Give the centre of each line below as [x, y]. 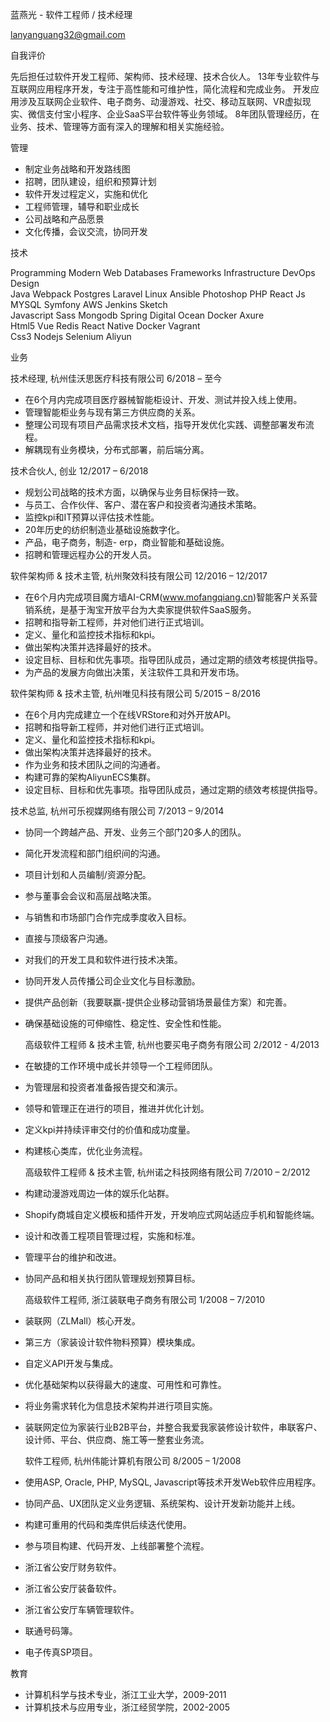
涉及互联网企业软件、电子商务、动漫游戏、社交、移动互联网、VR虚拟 [160, 101]
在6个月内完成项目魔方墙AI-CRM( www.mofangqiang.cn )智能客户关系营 [171, 597]
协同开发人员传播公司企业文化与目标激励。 [112, 981]
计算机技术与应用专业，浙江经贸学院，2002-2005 [127, 1707]
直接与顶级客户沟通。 [68, 938]
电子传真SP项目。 [61, 1652]
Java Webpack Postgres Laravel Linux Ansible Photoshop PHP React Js [158, 294]
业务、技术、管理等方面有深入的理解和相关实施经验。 [120, 126]
